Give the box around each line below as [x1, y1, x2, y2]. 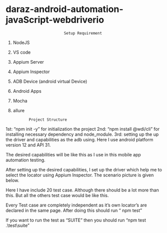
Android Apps [12, 88, 41, 94]
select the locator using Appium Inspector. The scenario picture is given [5, 172, 154, 178]
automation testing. [5, 157, 45, 163]
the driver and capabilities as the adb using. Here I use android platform [5, 136, 153, 142]
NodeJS [12, 39, 30, 46]
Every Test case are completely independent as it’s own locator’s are [5, 202, 147, 208]
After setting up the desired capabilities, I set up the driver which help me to [5, 166, 162, 172]
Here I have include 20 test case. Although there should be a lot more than [5, 187, 159, 193]
